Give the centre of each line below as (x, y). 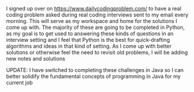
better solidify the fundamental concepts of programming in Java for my (93, 76)
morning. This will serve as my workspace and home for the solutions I (92, 21)
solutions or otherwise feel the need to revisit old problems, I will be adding (97, 52)
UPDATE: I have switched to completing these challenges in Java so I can (95, 70)
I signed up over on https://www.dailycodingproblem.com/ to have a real (94, 9)
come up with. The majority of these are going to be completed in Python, (96, 27)
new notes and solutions (36, 59)
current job (20, 83)
